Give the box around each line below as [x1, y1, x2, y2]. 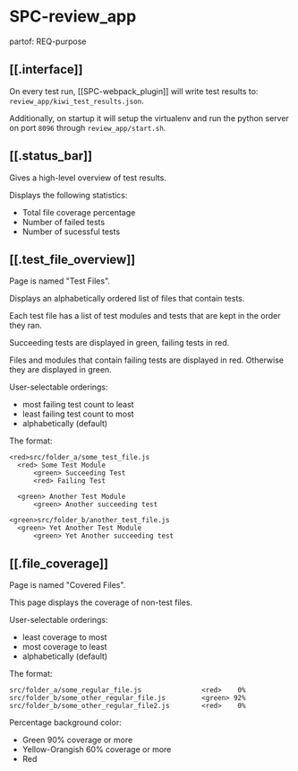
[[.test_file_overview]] [9, 251, 136, 267]
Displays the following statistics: [9, 189, 128, 200]
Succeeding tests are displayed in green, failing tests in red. [9, 337, 230, 348]
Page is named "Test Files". [9, 276, 110, 286]
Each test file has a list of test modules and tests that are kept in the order [9, 311, 281, 321]
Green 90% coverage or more [21, 734, 133, 746]
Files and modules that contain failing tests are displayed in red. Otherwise [9, 355, 285, 365]
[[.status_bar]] [9, 148, 92, 163]
